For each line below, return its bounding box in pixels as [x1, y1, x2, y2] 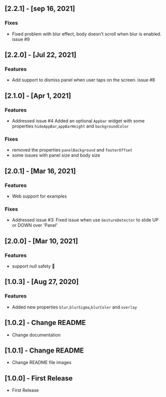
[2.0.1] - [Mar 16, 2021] [4, 166, 76, 175]
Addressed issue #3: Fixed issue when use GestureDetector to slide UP [11, 217, 158, 223]
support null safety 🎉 [11, 263, 55, 269]
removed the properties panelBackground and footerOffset [11, 147, 133, 153]
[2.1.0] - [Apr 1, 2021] [4, 91, 71, 100]
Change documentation [11, 331, 61, 337]
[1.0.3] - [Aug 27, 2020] [4, 277, 79, 286]
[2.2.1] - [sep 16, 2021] [4, 4, 75, 13]
